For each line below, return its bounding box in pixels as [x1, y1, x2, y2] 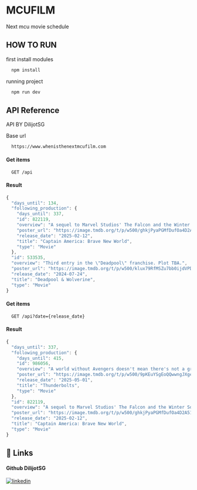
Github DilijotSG [6, 464, 46, 471]
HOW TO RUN [6, 40, 57, 50]
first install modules [6, 55, 54, 62]
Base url [6, 132, 26, 139]
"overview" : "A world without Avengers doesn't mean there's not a [16, 366, 185, 372]
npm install [11, 67, 41, 73]
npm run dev [11, 89, 41, 95]
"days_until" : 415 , [16, 355, 64, 361]
